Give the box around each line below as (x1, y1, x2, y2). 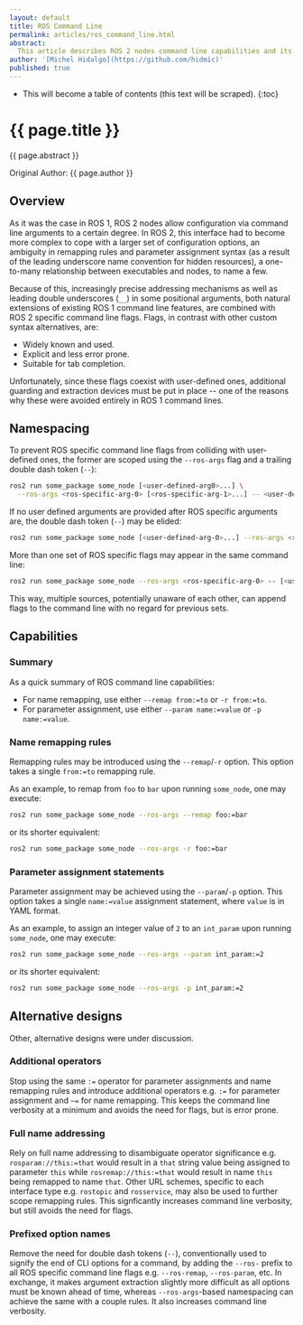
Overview (9, 193, 66, 209)
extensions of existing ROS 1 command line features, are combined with (9, 302, 276, 313)
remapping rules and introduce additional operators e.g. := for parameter (9, 1085, 280, 1096)
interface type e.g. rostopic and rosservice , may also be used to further (9, 1186, 278, 1197)
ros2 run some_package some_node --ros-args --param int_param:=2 (9, 949, 264, 958)
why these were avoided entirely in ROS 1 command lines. (9, 395, 224, 406)
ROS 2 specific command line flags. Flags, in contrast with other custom (9, 312, 278, 322)
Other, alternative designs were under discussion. (9, 1032, 194, 1043)
